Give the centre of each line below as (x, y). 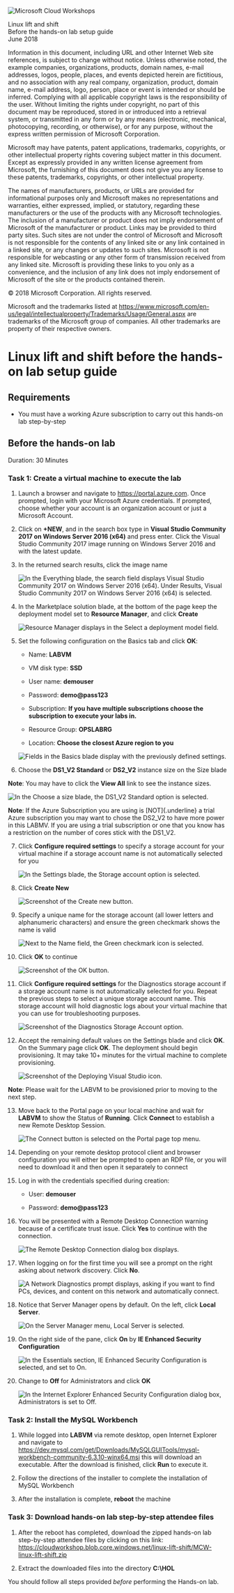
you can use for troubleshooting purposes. (79, 1013)
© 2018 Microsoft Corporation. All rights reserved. (80, 293)
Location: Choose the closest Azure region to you (101, 743)
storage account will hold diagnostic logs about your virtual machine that (122, 1006)
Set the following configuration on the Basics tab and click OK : (108, 641)
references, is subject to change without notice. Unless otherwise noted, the (117, 60)
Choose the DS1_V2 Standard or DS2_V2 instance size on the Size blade (122, 770)
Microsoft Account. (46, 516)
